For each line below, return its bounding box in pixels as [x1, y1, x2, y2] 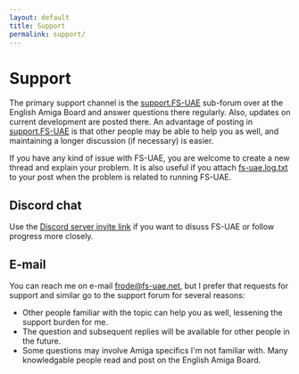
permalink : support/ [9, 29, 87, 38]
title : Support [9, 21, 66, 30]
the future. [21, 336, 62, 346]
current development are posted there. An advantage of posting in [9, 117, 253, 128]
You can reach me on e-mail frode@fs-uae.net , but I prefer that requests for [9, 280, 288, 291]
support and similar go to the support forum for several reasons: [9, 289, 245, 300]
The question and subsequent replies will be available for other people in [21, 326, 290, 337]
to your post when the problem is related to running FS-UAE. [9, 171, 232, 183]
